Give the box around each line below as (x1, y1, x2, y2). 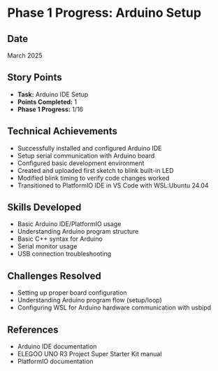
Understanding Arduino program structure (17, 227, 139, 236)
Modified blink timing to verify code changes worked (17, 174, 170, 182)
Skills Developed (7, 202, 82, 213)
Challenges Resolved (7, 269, 101, 281)
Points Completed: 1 (17, 97, 78, 106)
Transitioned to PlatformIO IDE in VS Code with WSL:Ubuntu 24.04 (17, 181, 209, 190)
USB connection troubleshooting (17, 250, 112, 258)
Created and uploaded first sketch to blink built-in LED (17, 166, 174, 174)
